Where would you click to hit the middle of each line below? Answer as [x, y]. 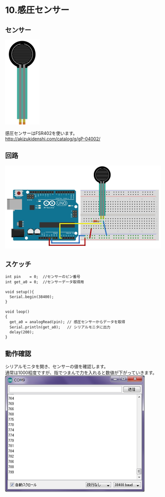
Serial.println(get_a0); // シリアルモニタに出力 [60, 328]
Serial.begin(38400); [32, 297]
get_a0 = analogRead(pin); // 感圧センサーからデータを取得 [67, 322]
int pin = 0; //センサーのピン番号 [43, 277]
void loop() [17, 312]
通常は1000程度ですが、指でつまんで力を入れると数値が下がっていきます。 [81, 373]
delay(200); [22, 332]
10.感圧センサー [37, 10]
